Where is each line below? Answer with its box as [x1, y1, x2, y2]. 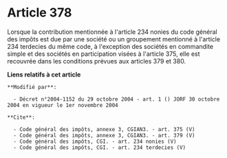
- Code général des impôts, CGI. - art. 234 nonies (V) [13, 138, 177, 145]
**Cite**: [7, 114, 36, 121]
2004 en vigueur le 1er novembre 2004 [7, 101, 118, 108]
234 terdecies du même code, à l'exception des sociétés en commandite [7, 42, 214, 50]
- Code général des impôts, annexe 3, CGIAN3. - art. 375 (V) [13, 126, 195, 132]
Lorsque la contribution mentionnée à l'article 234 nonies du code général [7, 28, 218, 36]
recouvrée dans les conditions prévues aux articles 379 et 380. [7, 57, 186, 65]
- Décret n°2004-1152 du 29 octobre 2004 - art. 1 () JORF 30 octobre [13, 95, 220, 103]
